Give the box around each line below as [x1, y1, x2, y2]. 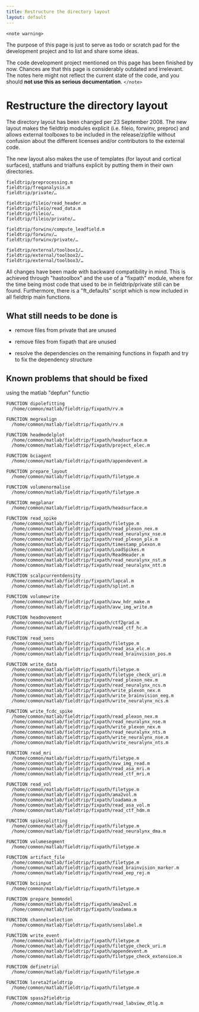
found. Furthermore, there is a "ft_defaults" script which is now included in [6, 287, 189, 294]
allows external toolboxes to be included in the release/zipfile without [6, 131, 176, 138]
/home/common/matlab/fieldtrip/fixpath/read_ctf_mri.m [11, 771, 150, 777]
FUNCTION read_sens [6, 635, 55, 641]
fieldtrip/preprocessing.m [6, 179, 73, 185]
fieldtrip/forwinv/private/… [6, 237, 78, 243]
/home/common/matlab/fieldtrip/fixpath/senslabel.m [11, 922, 143, 929]
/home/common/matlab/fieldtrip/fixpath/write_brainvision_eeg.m [11, 693, 174, 699]
